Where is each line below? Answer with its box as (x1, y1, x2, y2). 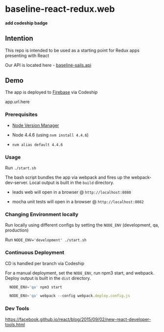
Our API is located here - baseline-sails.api (5, 62, 92, 68)
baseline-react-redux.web (5, 3, 115, 15)
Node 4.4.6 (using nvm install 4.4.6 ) (12, 132, 89, 138)
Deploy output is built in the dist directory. (5, 275, 91, 281)
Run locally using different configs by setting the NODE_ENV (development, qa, (5, 222, 159, 228)
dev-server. (5, 180, 28, 185)
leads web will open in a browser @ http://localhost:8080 (12, 189, 131, 195)
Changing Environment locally (5, 211, 79, 217)
